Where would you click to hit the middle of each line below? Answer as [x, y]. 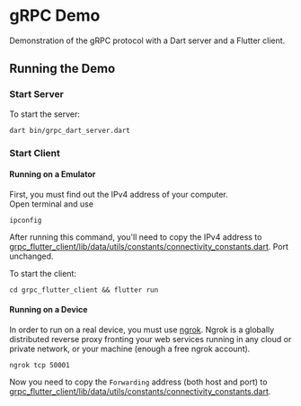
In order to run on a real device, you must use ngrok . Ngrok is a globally [142, 330]
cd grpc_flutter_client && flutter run [84, 290]
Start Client [35, 153]
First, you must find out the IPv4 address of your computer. [119, 194]
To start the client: [43, 273]
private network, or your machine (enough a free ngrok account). [130, 349]
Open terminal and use [52, 204]
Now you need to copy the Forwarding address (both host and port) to [138, 382]
